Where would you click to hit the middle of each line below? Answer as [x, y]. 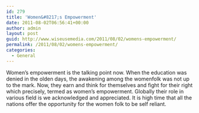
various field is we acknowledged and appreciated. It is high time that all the [99, 98]
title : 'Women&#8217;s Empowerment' [51, 17]
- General [23, 56]
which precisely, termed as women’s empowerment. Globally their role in [95, 91]
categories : [21, 50]
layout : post [22, 34]
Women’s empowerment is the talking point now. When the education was [97, 72]
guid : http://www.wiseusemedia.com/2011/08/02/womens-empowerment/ [91, 39]
